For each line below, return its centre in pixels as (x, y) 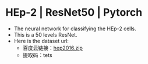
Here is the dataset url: (41, 41)
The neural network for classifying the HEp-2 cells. (75, 29)
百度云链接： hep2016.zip (52, 48)
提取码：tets (38, 55)
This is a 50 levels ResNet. (45, 34)
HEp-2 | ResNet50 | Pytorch (74, 13)
